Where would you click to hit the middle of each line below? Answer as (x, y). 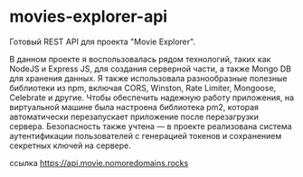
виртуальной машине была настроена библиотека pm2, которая (134, 107)
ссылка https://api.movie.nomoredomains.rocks (99, 163)
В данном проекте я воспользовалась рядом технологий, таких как (140, 59)
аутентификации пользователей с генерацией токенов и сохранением (146, 135)
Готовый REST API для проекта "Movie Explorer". (103, 42)
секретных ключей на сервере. (70, 145)
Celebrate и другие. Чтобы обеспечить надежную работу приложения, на (152, 98)
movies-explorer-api (89, 17)
